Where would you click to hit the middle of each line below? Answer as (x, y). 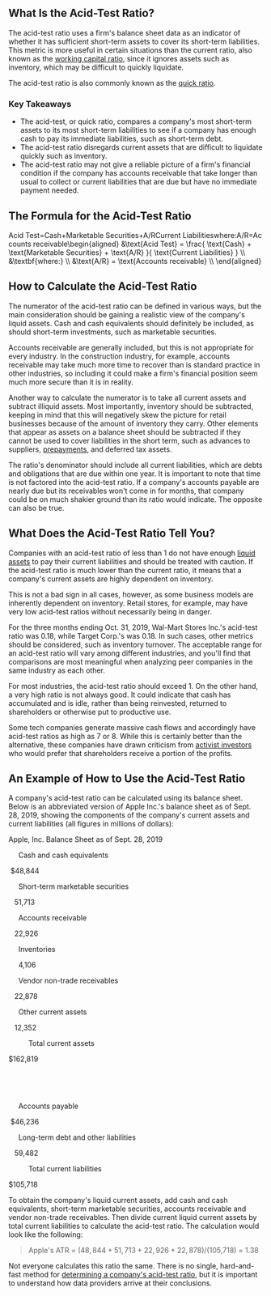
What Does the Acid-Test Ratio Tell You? (112, 533)
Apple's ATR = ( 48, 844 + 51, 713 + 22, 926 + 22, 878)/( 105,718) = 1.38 (143, 1251)
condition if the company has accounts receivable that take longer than (139, 173)
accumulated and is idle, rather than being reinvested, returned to (118, 703)
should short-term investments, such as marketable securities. (112, 332)
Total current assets (61, 1043)
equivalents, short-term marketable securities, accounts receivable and (127, 1209)
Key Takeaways (40, 104)
